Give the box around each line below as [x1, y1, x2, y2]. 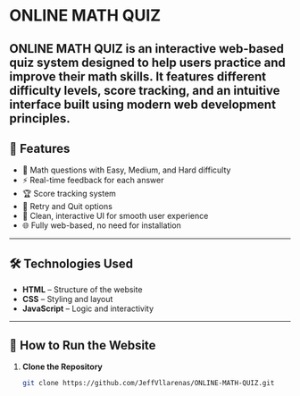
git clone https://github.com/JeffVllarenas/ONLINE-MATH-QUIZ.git [21, 379, 275, 388]
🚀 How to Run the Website [9, 337, 156, 353]
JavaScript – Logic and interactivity [21, 303, 154, 314]
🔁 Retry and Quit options [21, 201, 113, 212]
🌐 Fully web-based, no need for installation [21, 220, 181, 231]
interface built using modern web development [9, 97, 277, 112]
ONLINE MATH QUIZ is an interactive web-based [9, 41, 284, 56]
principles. [9, 111, 71, 126]
